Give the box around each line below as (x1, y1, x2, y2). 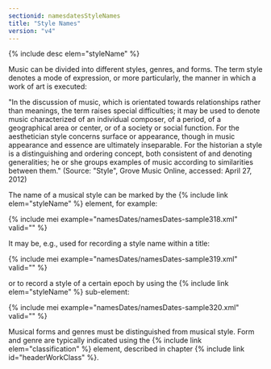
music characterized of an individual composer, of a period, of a (8, 115, 222, 124)
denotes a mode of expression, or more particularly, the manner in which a (8, 73, 256, 83)
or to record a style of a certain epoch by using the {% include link (8, 279, 229, 288)
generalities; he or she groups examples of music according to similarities (8, 157, 254, 167)
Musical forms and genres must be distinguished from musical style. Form (8, 327, 255, 337)
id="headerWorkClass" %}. (8, 353, 99, 363)
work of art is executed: (8, 82, 87, 91)
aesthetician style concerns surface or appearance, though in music (8, 132, 236, 141)
